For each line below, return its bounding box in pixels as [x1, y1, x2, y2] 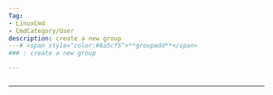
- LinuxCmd [8, 19, 45, 27]
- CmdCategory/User [8, 27, 75, 35]
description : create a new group [8, 34, 122, 43]
